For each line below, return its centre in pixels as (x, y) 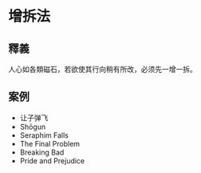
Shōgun (33, 127)
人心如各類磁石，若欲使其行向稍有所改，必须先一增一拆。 (102, 69)
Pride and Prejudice (52, 160)
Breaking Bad (42, 152)
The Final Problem (50, 143)
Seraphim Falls (44, 135)
